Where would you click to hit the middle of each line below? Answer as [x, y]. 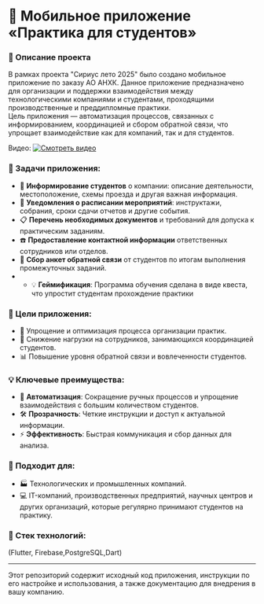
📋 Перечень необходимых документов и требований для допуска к [137, 219]
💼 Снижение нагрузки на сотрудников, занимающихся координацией [136, 339]
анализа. [34, 446]
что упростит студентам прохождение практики [112, 293]
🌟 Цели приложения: [50, 314]
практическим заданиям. [62, 230]
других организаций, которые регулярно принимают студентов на [131, 506]
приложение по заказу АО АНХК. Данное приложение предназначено [126, 83]
